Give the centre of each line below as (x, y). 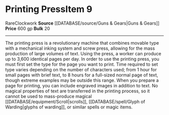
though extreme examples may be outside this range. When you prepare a (82, 80)
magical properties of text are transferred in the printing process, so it (77, 91)
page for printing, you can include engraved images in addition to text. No (82, 85)
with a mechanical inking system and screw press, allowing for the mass (80, 48)
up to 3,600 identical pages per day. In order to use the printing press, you (82, 59)
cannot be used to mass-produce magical (49, 96)
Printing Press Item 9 (49, 9)
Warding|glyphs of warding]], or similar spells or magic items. (69, 107)
